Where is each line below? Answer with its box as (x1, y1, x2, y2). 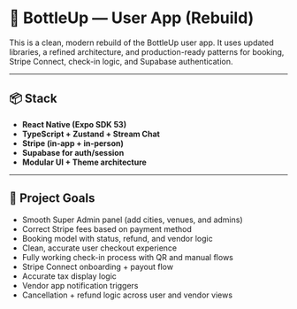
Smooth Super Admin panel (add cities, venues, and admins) (21, 214, 243, 225)
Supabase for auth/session (21, 147, 125, 158)
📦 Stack (9, 91, 57, 106)
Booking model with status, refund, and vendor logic (21, 233, 214, 243)
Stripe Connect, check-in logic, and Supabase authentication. (9, 56, 233, 66)
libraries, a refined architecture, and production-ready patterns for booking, (9, 46, 285, 57)
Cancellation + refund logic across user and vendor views (21, 290, 232, 300)
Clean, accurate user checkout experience (21, 243, 178, 253)
